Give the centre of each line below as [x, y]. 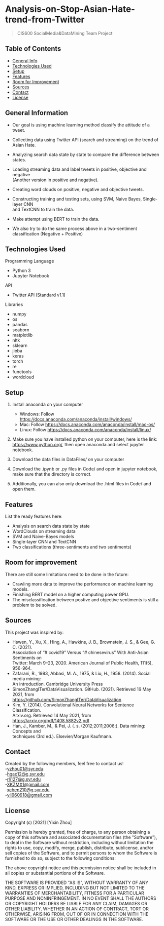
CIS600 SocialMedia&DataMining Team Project [65, 33]
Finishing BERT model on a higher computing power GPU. [71, 594]
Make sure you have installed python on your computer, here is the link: [85, 439]
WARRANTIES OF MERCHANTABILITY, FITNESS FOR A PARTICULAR [75, 893]
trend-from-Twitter [45, 19]
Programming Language [30, 261]
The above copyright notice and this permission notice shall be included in [81, 868]
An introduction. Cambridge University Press [58, 684]
